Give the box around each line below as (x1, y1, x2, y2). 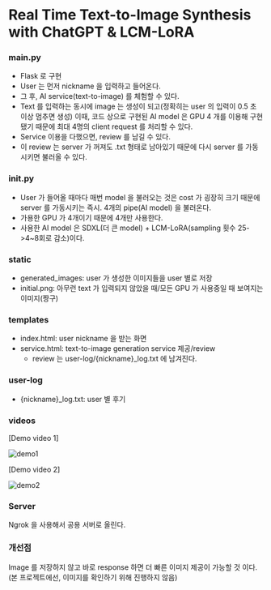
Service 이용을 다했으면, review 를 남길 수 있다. (19, 132, 171, 142)
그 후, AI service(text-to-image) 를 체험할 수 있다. (19, 92, 180, 101)
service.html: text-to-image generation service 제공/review (19, 344, 216, 353)
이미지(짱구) (19, 293, 59, 303)
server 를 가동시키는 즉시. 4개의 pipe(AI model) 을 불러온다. (19, 203, 212, 212)
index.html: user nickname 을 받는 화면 (19, 334, 147, 344)
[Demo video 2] (8, 464, 61, 474)
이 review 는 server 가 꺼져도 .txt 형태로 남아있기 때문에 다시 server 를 (19, 142, 244, 152)
